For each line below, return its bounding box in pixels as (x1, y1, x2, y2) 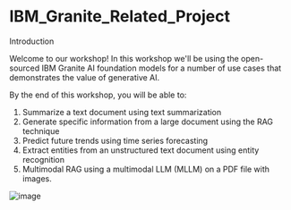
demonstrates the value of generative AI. (9, 71, 160, 82)
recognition (21, 154, 65, 164)
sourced (9, 63, 40, 73)
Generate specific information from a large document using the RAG (21, 116, 274, 127)
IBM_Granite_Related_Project (9, 6, 231, 27)
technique (21, 125, 60, 136)
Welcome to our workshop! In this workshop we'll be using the (9, 53, 239, 63)
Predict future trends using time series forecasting (21, 135, 209, 146)
